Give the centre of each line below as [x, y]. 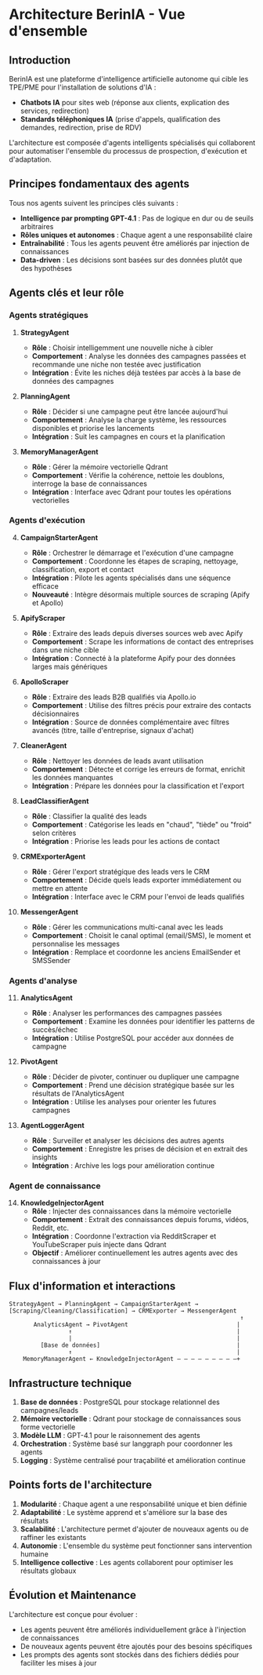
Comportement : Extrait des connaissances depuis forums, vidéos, [140, 1220]
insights [45, 1157]
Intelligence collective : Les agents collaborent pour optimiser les [127, 1562]
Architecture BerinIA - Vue [97, 15]
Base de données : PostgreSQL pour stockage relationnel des [120, 1402]
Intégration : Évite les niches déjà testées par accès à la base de [136, 372]
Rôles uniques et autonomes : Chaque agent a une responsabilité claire [136, 235]
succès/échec [55, 1030]
